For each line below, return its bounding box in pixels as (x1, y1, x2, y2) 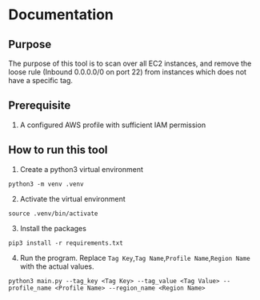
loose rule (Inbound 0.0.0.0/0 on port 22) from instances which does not (8, 67, 246, 77)
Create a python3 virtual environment (19, 164, 144, 174)
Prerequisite (8, 98, 71, 113)
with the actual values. (19, 262, 94, 271)
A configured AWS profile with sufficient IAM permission (19, 120, 206, 130)
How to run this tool (8, 143, 108, 157)
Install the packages (19, 223, 86, 233)
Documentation (8, 6, 114, 24)
